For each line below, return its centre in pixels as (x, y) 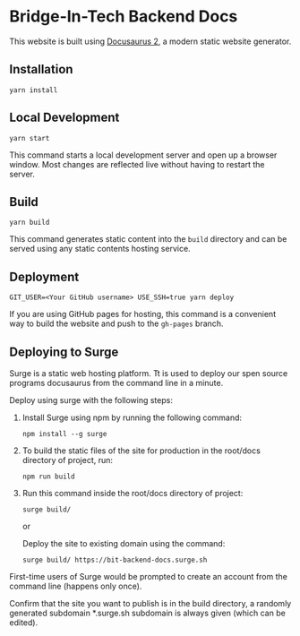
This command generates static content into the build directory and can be (148, 239)
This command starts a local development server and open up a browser (143, 155)
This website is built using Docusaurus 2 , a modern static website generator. (150, 41)
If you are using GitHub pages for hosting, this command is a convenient (142, 314)
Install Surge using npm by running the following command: (132, 417)
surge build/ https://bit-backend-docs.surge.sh (115, 560)
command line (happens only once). (76, 586)
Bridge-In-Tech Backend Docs (124, 17)
